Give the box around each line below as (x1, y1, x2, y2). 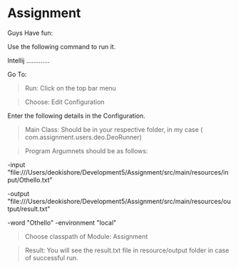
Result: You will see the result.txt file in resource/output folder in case (24, 246, 229, 254)
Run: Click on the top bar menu (24, 83, 116, 92)
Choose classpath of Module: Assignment (24, 232, 148, 240)
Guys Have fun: (7, 29, 53, 37)
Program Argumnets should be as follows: (24, 146, 148, 155)
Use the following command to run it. (7, 42, 116, 51)
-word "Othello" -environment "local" (7, 218, 117, 227)
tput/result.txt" (7, 205, 51, 213)
